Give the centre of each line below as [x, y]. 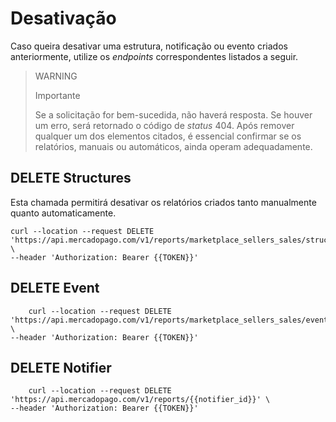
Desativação [63, 18]
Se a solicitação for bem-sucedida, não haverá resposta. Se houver [173, 114]
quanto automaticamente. [63, 213]
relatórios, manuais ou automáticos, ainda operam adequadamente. [173, 146]
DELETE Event [55, 288]
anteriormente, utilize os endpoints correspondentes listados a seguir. [154, 56]
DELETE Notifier [61, 367]
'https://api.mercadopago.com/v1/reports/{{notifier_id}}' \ [140, 400]
